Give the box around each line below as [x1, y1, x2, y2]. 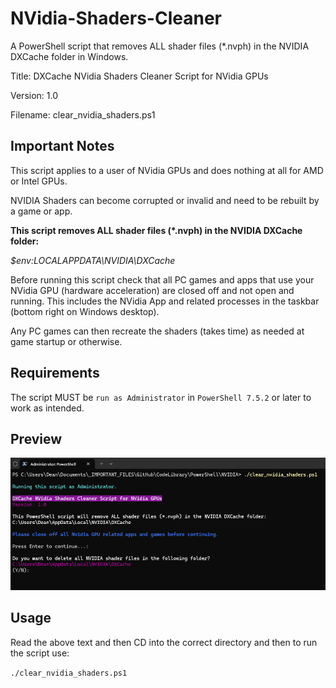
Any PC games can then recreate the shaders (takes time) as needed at [10, 325, 305, 337]
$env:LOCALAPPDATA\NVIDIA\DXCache [10, 254, 176, 266]
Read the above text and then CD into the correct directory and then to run [10, 636, 318, 648]
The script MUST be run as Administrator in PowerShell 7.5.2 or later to [10, 391, 312, 403]
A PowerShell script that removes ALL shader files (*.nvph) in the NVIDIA [10, 40, 310, 52]
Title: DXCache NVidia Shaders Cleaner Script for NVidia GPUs [10, 70, 269, 82]
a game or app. [10, 205, 73, 217]
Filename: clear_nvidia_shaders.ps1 [10, 108, 156, 121]
